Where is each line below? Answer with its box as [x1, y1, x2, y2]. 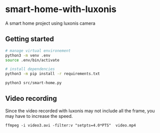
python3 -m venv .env [5, 53, 51, 58]
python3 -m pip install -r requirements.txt [5, 72, 100, 77]
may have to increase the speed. [5, 113, 73, 119]
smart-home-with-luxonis [5, 4, 117, 15]
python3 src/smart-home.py [5, 81, 62, 86]
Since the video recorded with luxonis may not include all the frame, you [5, 107, 155, 114]
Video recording [5, 94, 57, 103]
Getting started [5, 35, 54, 43]
